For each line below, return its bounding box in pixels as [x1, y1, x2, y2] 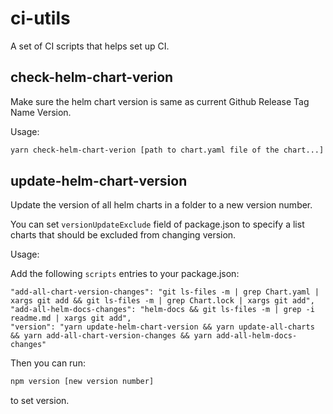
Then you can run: [10, 357, 86, 369]
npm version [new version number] [10, 377, 155, 387]
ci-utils [10, 7, 71, 30]
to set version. [10, 395, 70, 407]
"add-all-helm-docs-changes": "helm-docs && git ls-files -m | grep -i [10, 305, 315, 315]
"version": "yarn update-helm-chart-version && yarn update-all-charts [10, 322, 315, 332]
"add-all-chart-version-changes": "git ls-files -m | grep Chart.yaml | [10, 287, 320, 297]
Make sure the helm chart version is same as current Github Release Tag [10, 95, 310, 107]
